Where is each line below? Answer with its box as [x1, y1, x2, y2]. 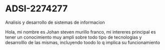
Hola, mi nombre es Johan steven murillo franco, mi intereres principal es [5, 29, 156, 35]
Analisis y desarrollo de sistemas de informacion [5, 19, 105, 25]
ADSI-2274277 [5, 3, 68, 14]
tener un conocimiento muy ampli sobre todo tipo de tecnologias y [5, 34, 142, 40]
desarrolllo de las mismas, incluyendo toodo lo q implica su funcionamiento [5, 39, 160, 45]
